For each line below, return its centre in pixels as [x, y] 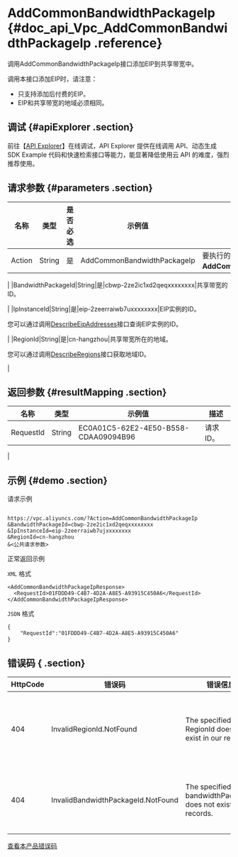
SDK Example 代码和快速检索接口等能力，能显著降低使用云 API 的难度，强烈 [118, 155]
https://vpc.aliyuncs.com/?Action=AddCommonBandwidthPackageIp [103, 519]
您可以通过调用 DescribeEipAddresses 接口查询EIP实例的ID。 [95, 324]
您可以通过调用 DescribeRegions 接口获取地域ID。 [79, 354]
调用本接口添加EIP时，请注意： [52, 79]
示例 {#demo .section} [58, 480]
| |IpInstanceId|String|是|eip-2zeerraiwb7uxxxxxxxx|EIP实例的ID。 [104, 309]
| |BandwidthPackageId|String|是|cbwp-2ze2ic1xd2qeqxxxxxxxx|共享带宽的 [118, 284]
